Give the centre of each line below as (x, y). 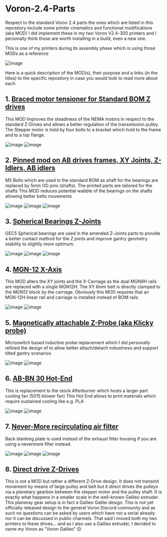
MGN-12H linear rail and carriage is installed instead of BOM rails (72, 297)
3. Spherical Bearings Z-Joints (53, 221)
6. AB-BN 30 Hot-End (39, 378)
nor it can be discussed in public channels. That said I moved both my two (81, 519)
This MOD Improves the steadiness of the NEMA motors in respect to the (80, 119)
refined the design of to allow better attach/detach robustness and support (82, 348)
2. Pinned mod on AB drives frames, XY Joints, (79, 160)
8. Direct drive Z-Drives (42, 469)
